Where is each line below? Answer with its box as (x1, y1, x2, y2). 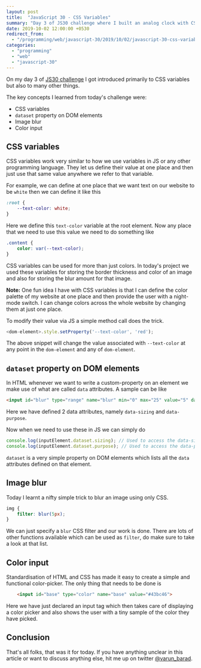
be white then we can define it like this (6, 188, 101, 196)
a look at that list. (6, 540, 48, 547)
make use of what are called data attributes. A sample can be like (6, 385, 167, 393)
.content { (6, 239, 33, 246)
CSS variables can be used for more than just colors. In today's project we (6, 262, 190, 269)
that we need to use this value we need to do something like (6, 228, 154, 235)
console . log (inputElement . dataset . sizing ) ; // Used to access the (6, 438, 175, 444)
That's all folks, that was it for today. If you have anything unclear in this (6, 648, 184, 655)
